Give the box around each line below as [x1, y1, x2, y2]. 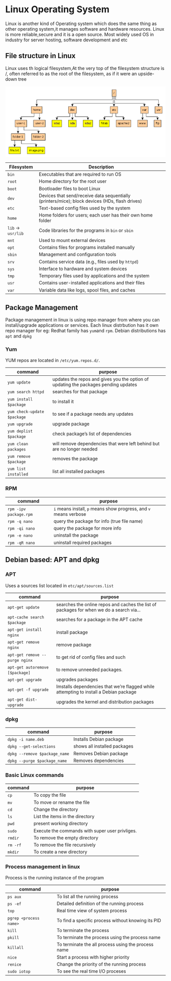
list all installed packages [52, 468, 105, 474]
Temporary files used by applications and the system [39, 273, 150, 279]
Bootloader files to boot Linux [39, 185, 101, 192]
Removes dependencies [73, 757, 124, 763]
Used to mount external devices [39, 237, 106, 243]
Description [88, 163, 114, 170]
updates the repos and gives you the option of [52, 376, 149, 382]
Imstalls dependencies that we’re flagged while [56, 683, 155, 690]
